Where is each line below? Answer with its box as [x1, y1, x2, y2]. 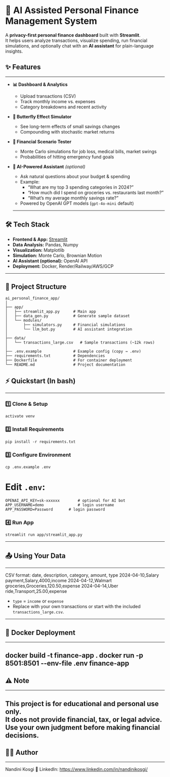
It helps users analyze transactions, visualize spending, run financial [5, 37, 148, 44]
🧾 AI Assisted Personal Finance [5, 5, 139, 16]
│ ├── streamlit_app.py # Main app [5, 309, 96, 314]
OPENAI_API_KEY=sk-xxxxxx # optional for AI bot [5, 498, 125, 503]
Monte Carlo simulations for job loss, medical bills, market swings [20, 148, 157, 154]
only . [5, 707, 22, 716]
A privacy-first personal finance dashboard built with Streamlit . [5, 32, 141, 38]
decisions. [5, 731, 39, 740]
